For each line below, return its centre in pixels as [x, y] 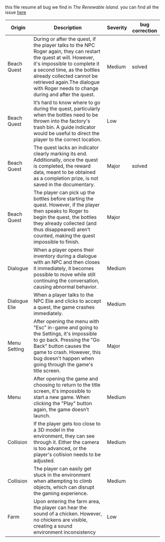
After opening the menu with [66, 321]
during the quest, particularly [67, 109]
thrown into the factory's [62, 121]
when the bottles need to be [66, 115]
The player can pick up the [64, 193]
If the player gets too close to [67, 424]
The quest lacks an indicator [66, 147]
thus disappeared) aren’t [62, 230]
